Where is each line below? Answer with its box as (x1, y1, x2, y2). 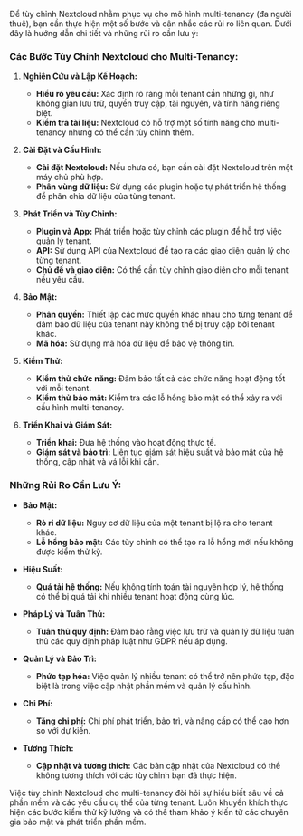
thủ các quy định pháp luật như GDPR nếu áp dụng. (35, 635, 228, 647)
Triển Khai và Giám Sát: (22, 419, 113, 430)
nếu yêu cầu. (35, 274, 85, 285)
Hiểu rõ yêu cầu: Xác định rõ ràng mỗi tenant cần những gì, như (35, 89, 274, 100)
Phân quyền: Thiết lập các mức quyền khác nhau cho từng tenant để (35, 309, 294, 321)
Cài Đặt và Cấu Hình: (22, 145, 102, 156)
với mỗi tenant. (35, 383, 92, 394)
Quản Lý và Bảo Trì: (22, 653, 98, 664)
